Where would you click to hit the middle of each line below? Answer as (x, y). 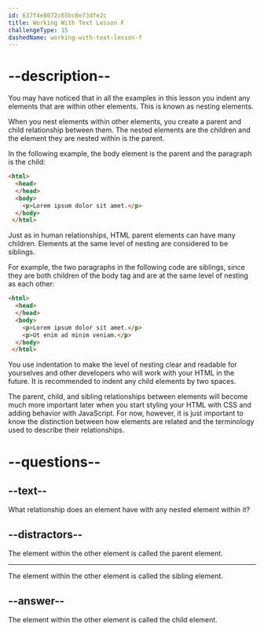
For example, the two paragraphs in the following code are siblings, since (126, 268)
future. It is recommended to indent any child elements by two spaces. (122, 382)
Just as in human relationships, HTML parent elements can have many (122, 235)
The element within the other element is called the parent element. (115, 554)
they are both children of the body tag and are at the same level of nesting (128, 275)
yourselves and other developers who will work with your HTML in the (121, 373)
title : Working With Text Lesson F (66, 23)
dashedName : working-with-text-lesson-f (75, 37)
